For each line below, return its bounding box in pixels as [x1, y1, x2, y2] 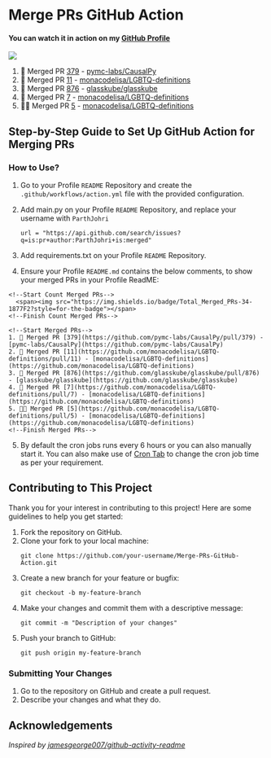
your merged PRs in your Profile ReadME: [20, 275, 160, 285]
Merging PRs [8, 137, 75, 151]
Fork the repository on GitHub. [20, 527, 123, 537]
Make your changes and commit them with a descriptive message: [20, 602, 243, 612]
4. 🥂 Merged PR [8, 383, 60, 392]
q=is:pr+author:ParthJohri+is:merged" [20, 236, 152, 245]
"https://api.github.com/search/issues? [42, 230, 181, 238]
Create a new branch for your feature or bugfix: [20, 572, 180, 583]
